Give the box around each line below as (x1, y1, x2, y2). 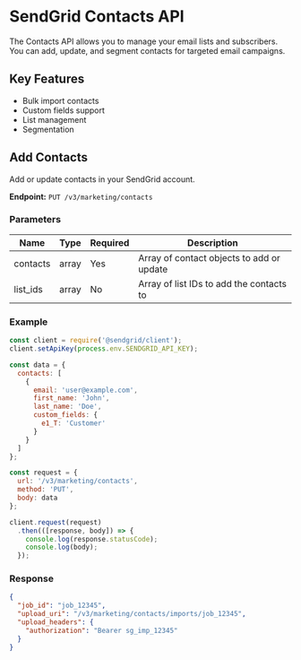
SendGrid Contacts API (9, 6, 185, 27)
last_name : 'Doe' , (32, 402, 102, 412)
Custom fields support (21, 105, 106, 116)
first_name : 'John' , (32, 394, 110, 403)
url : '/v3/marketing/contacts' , (17, 477, 139, 486)
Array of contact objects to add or (138, 251, 280, 264)
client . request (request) (9, 517, 102, 526)
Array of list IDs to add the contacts (138, 277, 287, 290)
